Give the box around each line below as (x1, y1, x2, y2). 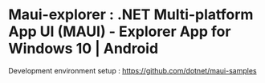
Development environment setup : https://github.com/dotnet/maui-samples (8, 65, 257, 75)
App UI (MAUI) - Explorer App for (8, 22, 231, 41)
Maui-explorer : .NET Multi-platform (8, 6, 254, 24)
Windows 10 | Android (8, 40, 159, 57)
